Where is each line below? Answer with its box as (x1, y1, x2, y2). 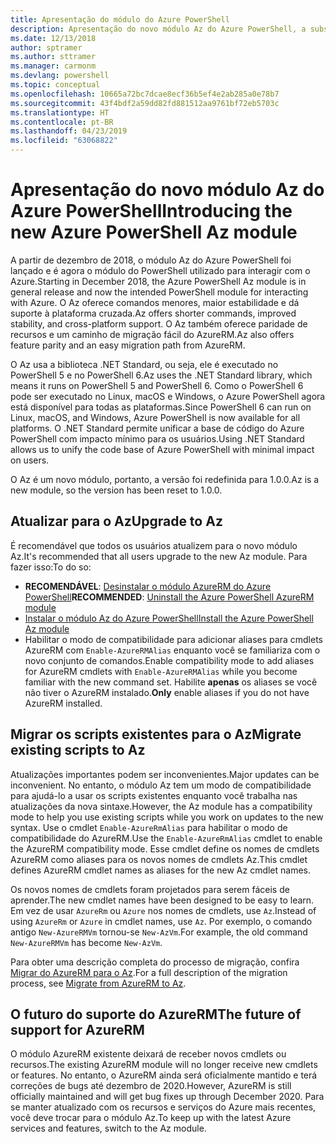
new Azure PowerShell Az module (10, 221, 298, 244)
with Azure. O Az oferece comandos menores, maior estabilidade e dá (10, 296, 300, 308)
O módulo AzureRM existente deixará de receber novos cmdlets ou (10, 1048, 287, 1060)
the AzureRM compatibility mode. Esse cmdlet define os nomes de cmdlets (10, 842, 320, 855)
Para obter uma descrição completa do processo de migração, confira (10, 956, 300, 968)
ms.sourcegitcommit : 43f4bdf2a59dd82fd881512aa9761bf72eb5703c (10, 98, 280, 108)
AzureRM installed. (24, 697, 103, 709)
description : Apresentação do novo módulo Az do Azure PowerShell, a (10, 24, 307, 34)
